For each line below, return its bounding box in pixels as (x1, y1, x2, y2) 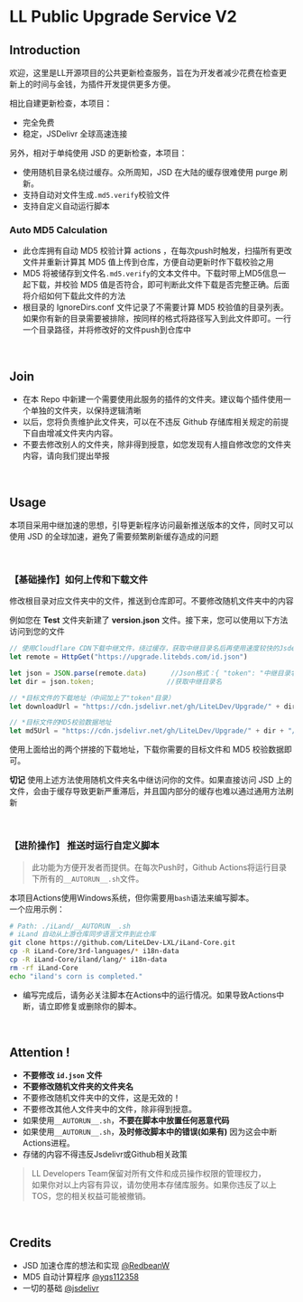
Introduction (9, 42, 81, 58)
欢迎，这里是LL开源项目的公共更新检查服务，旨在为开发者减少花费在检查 (9, 68, 280, 78)
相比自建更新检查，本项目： (9, 98, 113, 108)
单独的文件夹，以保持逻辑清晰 (30, 405, 142, 417)
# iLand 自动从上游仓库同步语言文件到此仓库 (9, 930, 156, 939)
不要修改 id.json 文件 (22, 1070, 103, 1081)
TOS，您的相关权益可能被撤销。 (31, 1191, 151, 1202)
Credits (9, 1235, 52, 1250)
